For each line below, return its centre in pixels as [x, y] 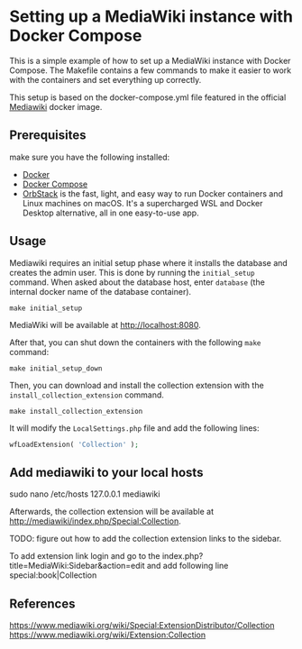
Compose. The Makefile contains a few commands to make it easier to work [151, 70]
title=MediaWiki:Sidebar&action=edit [78, 566]
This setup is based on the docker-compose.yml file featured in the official [148, 97]
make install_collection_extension [76, 411]
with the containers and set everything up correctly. [105, 79]
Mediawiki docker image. [56, 106]
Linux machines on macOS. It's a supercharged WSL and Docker [142, 203]
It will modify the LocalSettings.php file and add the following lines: [134, 428]
